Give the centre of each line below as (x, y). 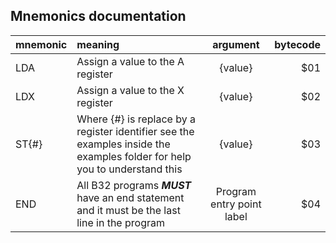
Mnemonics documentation (98, 16)
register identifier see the (135, 131)
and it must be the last (128, 210)
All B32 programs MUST (134, 185)
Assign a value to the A (130, 61)
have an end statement (130, 197)
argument (236, 44)
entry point (236, 204)
